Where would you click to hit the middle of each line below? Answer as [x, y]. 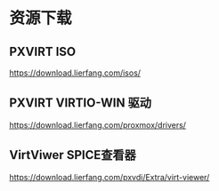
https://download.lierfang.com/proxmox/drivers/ [98, 124]
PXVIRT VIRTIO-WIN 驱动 [80, 103]
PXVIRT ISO [43, 51]
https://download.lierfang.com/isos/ [75, 73]
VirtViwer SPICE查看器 [73, 155]
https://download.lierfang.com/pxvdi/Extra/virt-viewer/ [109, 177]
